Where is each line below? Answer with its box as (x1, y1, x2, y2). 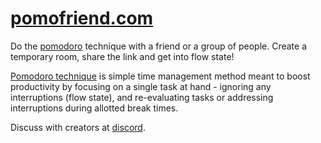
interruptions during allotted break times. (10, 102, 179, 114)
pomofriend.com (10, 7, 154, 30)
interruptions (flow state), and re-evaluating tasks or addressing (10, 91, 274, 103)
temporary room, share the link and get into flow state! (10, 50, 235, 62)
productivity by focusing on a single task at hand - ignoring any (10, 80, 272, 92)
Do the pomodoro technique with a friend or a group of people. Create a (10, 40, 308, 52)
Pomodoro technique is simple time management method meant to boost (10, 70, 311, 82)
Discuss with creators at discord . (10, 121, 146, 133)
